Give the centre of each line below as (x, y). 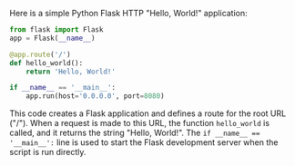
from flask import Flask (56, 30)
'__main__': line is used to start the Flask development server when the (144, 142)
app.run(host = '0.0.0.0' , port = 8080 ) (96, 96)
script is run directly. (48, 152)
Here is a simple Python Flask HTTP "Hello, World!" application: (128, 13)
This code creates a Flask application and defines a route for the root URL (148, 113)
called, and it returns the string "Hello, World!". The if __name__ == (135, 133)
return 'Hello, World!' (71, 72)
